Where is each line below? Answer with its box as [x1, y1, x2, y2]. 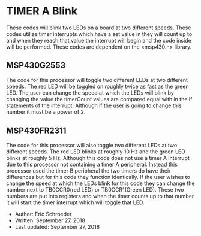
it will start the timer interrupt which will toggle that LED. [6, 199, 145, 206]
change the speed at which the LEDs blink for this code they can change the [6, 180, 195, 187]
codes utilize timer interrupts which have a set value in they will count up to [6, 30, 193, 37]
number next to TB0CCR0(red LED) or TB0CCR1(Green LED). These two [6, 186, 184, 193]
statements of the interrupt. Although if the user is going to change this [6, 102, 182, 109]
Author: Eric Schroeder [14, 210, 72, 217]
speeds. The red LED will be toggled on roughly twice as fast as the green [6, 83, 189, 90]
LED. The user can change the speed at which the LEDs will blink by [6, 89, 174, 96]
